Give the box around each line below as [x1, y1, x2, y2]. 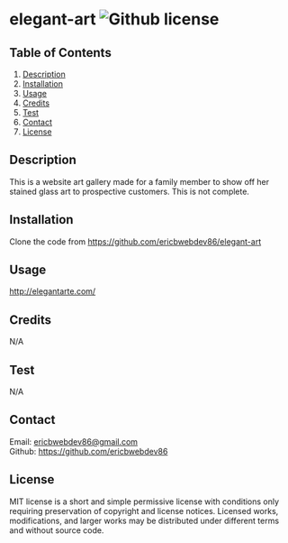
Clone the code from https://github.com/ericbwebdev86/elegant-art [9, 235, 262, 247]
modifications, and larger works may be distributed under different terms [9, 515, 280, 526]
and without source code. [9, 524, 104, 536]
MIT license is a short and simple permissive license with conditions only [9, 496, 280, 507]
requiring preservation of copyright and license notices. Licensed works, [9, 505, 279, 516]
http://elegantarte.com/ [9, 286, 96, 297]
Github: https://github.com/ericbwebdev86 [9, 446, 168, 456]
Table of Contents [9, 45, 112, 60]
